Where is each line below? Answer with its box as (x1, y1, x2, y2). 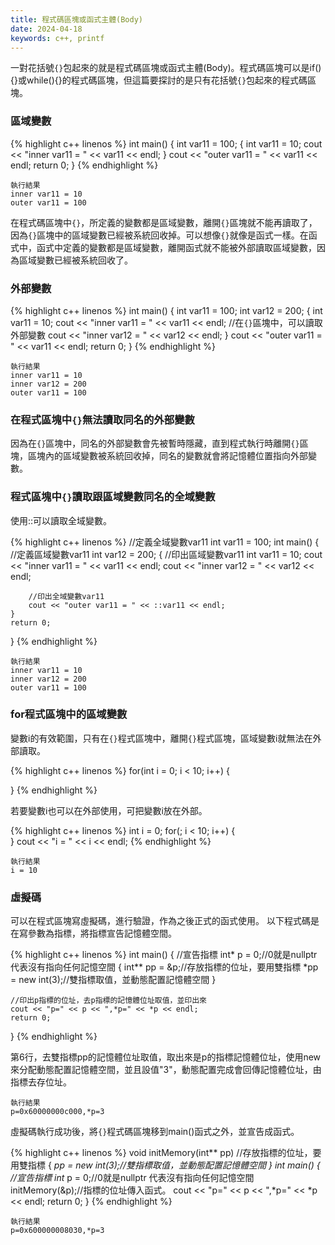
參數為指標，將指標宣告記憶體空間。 (27, 927, 177, 940)
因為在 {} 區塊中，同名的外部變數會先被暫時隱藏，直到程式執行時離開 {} (10, 437, 300, 450)
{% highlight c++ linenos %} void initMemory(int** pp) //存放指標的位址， (10, 1147, 313, 1159)
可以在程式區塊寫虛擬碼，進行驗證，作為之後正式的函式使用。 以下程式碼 (10, 915, 311, 927)
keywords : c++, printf (10, 33, 105, 43)
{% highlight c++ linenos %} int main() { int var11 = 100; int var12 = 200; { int (10, 304, 323, 316)
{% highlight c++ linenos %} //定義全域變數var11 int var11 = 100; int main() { (10, 536, 320, 548)
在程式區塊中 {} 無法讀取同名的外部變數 (10, 412, 195, 426)
